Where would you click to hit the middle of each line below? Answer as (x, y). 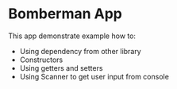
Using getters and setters (61, 68)
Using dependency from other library (80, 51)
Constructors (41, 60)
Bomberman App (65, 14)
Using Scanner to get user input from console (94, 76)
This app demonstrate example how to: (72, 36)
